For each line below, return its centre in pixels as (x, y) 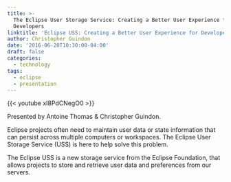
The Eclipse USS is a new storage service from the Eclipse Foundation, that (114, 158)
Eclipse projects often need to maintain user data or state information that (111, 130)
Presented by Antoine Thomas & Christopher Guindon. (84, 117)
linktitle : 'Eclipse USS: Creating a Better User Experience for (102, 33)
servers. (19, 172)
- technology (32, 65)
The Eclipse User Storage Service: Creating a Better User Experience (117, 20)
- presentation (35, 84)
